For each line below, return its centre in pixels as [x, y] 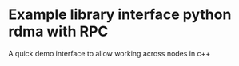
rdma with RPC [58, 31]
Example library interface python [120, 15]
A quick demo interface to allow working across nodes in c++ [110, 53]
